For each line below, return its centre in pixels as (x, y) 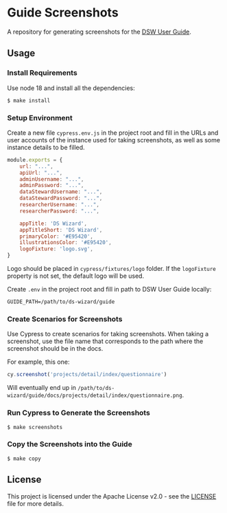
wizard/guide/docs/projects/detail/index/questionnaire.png (95, 396)
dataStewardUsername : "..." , (61, 192)
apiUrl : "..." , (41, 173)
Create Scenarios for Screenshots (65, 319)
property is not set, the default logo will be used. (76, 276)
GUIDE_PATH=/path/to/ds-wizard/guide (61, 302)
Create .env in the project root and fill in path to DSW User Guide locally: (109, 290)
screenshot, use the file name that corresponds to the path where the (105, 341)
